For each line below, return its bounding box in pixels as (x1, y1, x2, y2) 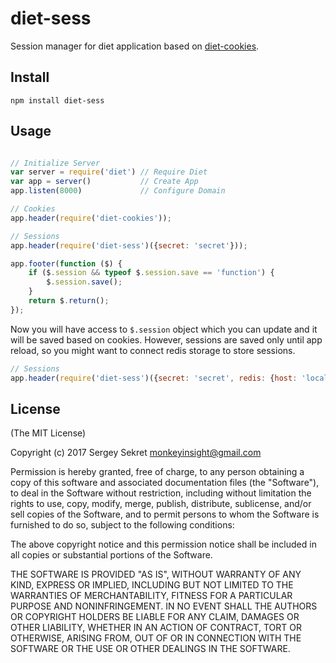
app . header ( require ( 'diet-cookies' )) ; (10, 213, 172, 223)
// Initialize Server (10, 158, 101, 168)
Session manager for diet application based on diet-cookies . (10, 40, 260, 52)
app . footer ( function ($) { (10, 258, 123, 269)
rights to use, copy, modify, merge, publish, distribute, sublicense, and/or (10, 498, 312, 510)
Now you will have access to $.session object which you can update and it (10, 323, 318, 335)
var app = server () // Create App (10, 177, 199, 187)
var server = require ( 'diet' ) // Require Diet (10, 167, 208, 177)
